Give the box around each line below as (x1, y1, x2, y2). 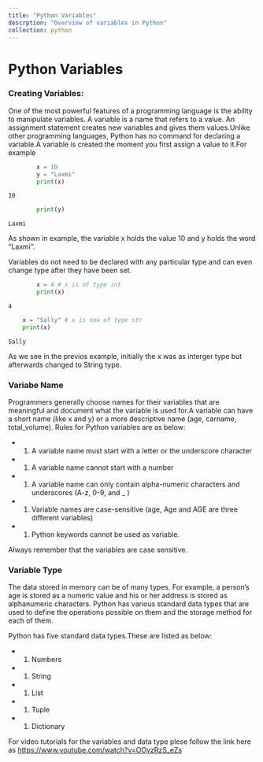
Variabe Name (8, 379, 64, 390)
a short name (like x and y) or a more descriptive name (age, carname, (8, 414, 237, 424)
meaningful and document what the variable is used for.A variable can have (8, 406, 254, 416)
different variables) (31, 513, 94, 523)
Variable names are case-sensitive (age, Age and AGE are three (31, 505, 239, 514)
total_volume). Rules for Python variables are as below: (8, 423, 186, 432)
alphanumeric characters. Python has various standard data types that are (8, 599, 250, 608)
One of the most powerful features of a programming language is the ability (8, 105, 254, 115)
